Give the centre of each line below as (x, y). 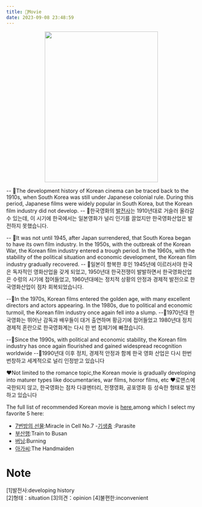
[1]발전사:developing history (40, 490)
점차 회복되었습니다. (61, 286)
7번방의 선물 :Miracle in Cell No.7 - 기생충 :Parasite (75, 426)
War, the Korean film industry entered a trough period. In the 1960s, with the (100, 250)
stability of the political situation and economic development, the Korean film (102, 257)
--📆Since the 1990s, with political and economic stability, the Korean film (96, 339)
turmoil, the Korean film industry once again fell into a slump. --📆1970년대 (97, 312)
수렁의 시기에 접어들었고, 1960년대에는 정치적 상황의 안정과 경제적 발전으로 (100, 279)
